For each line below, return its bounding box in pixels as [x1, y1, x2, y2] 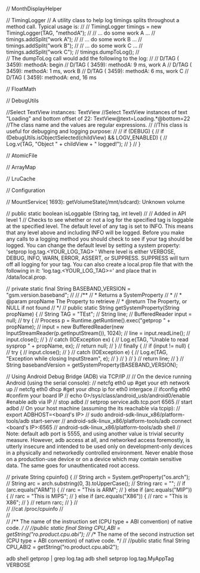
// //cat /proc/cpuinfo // [6, 505, 64, 512]
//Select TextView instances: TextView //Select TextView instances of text [6, 109, 188, 115]
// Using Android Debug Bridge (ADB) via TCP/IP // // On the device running [6, 373, 192, 380]
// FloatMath [6, 86, 37, 92]
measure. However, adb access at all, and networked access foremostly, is [6, 437, 190, 443]
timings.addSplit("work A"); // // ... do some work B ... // [6, 36, 142, 42]
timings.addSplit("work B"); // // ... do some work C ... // [6, 42, 143, 49]
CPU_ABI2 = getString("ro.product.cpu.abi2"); [6, 544, 119, 550]
